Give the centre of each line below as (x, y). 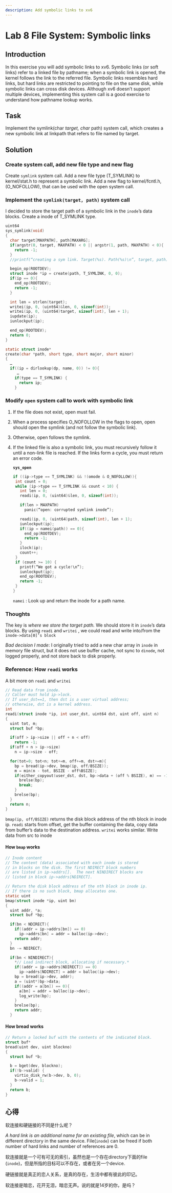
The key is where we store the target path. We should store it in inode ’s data (85, 625)
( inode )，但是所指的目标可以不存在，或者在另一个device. (65, 1164)
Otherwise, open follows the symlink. (52, 437)
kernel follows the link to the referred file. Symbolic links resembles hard (81, 78)
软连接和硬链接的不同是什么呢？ (39, 1125)
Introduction (26, 55)
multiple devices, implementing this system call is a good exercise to (78, 94)
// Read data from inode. (33, 690)
